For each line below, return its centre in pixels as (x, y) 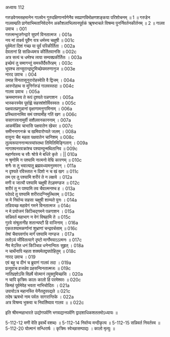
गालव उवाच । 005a (23, 91)
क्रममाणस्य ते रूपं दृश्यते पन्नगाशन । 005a (39, 97)
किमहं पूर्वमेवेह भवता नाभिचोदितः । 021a (37, 285)
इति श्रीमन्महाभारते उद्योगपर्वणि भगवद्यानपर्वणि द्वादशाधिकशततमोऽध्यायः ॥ (61, 313)
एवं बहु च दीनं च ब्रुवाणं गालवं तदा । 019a (38, 263)
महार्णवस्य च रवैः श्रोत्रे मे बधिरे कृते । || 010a (41, 154)
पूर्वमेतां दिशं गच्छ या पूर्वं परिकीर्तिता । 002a (40, 46)
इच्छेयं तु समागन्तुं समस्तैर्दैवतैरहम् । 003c (39, 63)
